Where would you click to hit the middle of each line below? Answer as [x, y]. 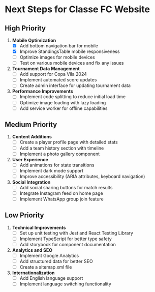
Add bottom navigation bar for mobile [59, 46]
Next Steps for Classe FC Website [77, 9]
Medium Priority [31, 125]
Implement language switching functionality [65, 284]
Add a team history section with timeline [62, 148]
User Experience [30, 159]
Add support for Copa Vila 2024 [53, 74]
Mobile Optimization [34, 40]
